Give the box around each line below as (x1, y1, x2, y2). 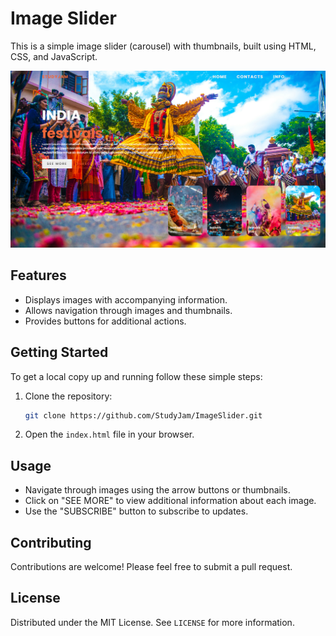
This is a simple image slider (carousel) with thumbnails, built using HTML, (10, 40, 317, 52)
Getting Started (10, 344, 109, 361)
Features (10, 267, 67, 284)
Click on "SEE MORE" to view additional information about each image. (24, 495, 317, 507)
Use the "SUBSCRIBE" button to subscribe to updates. (24, 505, 249, 517)
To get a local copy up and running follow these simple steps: (10, 370, 263, 382)
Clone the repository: (24, 390, 113, 402)
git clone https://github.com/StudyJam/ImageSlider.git (24, 410, 263, 421)
